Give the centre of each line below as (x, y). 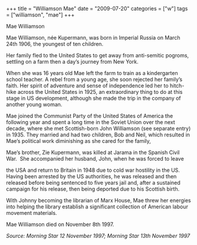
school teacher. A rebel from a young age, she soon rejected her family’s (94, 79)
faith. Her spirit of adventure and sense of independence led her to (88, 86)
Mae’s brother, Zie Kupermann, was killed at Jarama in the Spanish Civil (93, 152)
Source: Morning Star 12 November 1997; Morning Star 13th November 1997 (98, 236)
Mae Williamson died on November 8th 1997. (60, 224)
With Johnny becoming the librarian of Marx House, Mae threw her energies (98, 200)
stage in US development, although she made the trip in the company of (93, 98)
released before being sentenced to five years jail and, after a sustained (93, 183)
